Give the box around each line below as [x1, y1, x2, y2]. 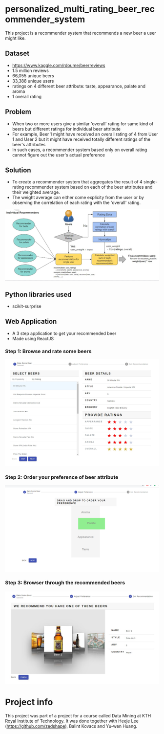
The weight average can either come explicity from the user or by [12, 195, 144, 200]
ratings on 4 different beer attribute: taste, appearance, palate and [12, 83, 145, 89]
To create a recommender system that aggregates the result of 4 [12, 179, 143, 185]
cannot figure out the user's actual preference [12, 152, 105, 157]
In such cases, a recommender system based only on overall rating [12, 147, 147, 153]
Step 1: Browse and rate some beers [5, 348, 92, 355]
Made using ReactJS [12, 335, 54, 341]
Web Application [5, 317, 57, 326]
